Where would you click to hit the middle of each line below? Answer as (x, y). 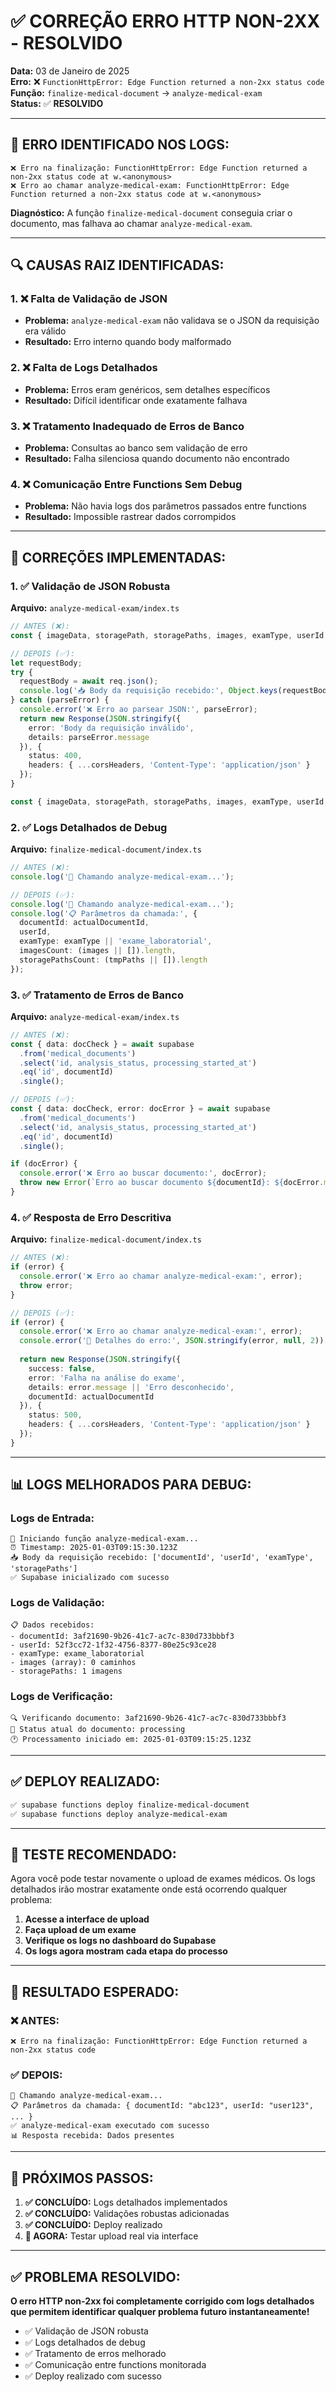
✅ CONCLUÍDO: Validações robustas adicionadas (127, 2214)
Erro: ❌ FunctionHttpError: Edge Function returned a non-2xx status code (167, 81)
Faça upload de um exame (80, 1930)
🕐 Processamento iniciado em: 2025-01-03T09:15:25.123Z (131, 1740)
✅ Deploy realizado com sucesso (93, 2376)
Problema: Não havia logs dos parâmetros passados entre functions (165, 506)
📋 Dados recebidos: (52, 1625)
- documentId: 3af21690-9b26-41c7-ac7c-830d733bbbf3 (122, 1636)
